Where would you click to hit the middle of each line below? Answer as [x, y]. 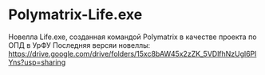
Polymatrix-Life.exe [75, 15]
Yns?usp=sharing [37, 62]
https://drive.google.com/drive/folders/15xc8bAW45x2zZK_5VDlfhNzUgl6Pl [132, 53]
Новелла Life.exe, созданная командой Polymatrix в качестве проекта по [132, 37]
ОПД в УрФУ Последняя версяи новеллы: [79, 45]
